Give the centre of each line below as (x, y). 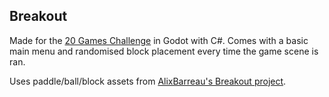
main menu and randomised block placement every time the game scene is (164, 51)
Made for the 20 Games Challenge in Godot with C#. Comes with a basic (159, 40)
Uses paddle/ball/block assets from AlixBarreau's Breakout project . (148, 81)
